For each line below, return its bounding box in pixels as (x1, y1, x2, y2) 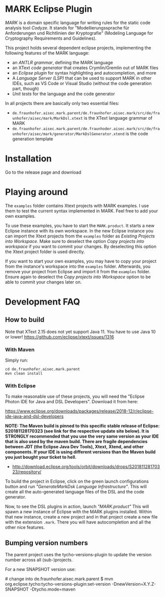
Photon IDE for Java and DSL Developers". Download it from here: (5, 399, 138, 405)
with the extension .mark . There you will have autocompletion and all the (5, 519, 151, 525)
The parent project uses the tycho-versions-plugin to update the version (5, 552, 152, 558)
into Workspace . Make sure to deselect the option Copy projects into (5, 238, 144, 244)
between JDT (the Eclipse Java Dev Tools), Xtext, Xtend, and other (5, 444, 144, 450)
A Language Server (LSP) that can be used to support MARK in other (12, 75, 152, 81)
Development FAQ (5, 296, 80, 307)
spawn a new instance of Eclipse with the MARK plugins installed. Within (5, 509, 152, 515)
